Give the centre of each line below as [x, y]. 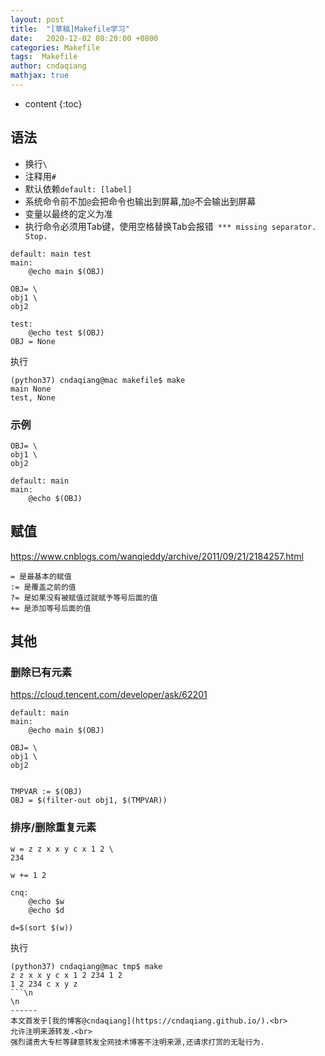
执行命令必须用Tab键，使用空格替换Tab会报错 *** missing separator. [170, 226]
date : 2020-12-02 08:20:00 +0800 [84, 38]
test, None [33, 397]
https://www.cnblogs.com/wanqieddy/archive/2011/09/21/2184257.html [157, 556]
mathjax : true [40, 76]
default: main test [51, 254]
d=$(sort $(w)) [42, 927]
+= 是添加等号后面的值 [51, 608]
